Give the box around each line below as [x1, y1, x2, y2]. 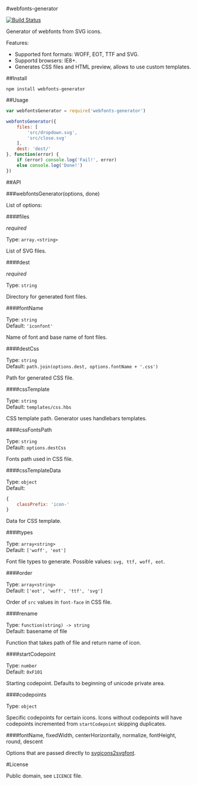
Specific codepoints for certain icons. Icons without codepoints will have [6, 714, 182, 721]
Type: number [6, 662, 37, 669]
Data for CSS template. [6, 518, 62, 525]
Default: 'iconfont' [6, 322, 54, 329]
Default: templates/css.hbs [6, 403, 72, 410]
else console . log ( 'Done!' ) [16, 162, 83, 168]
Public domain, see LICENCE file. [6, 773, 83, 780]
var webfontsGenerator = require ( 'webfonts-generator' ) [6, 108, 146, 114]
